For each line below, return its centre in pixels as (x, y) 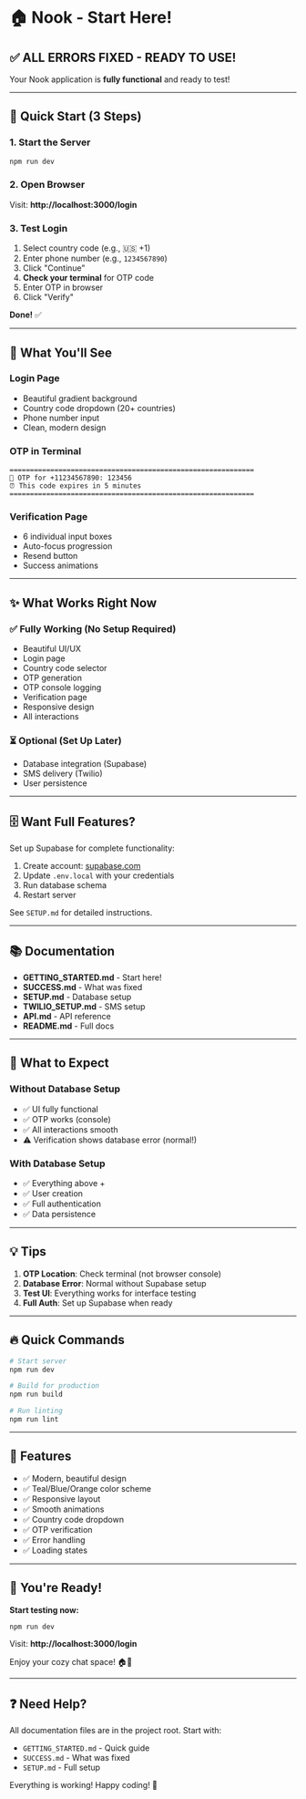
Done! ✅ (26, 315)
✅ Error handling (54, 1540)
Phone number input (61, 418)
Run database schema (65, 885)
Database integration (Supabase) (85, 764)
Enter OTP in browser (63, 287)
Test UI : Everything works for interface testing (109, 1293)
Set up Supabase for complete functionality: (92, 848)
